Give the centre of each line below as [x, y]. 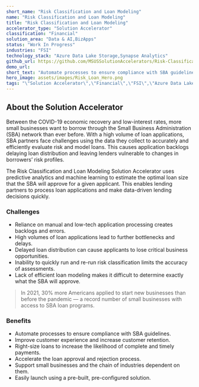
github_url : [21, 61]
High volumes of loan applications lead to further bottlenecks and [94, 237]
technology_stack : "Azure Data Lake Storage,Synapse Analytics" [87, 56]
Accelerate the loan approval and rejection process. [78, 359]
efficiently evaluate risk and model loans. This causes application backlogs [97, 147]
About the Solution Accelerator [65, 107]
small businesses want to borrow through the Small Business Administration [99, 128]
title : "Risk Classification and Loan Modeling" [67, 23]
